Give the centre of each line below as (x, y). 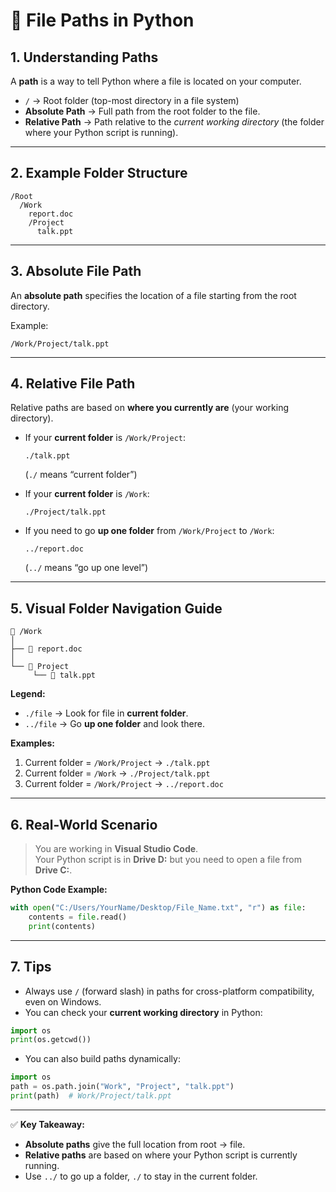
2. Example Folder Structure (99, 173)
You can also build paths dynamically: (102, 1059)
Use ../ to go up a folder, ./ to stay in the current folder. (141, 1176)
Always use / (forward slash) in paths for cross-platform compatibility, (169, 991)
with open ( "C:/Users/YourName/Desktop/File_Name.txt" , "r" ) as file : (158, 908)
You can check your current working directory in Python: (143, 1012)
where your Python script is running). (101, 132)
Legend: (28, 694)
